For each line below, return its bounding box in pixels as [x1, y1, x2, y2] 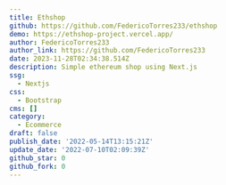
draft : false [9, 129, 58, 138]
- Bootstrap [17, 95, 63, 105]
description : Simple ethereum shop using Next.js [9, 63, 198, 72]
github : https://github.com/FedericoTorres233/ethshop [9, 21, 218, 30]
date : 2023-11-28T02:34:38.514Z [9, 54, 130, 63]
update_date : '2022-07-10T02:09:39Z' [9, 145, 150, 154]
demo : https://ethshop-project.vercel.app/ [9, 29, 174, 38]
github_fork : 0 [9, 162, 66, 171]
